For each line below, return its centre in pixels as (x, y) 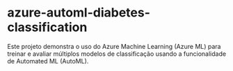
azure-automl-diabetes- (79, 13)
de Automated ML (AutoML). (48, 61)
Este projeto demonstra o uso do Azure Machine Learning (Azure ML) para (114, 46)
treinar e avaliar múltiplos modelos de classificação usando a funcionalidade (117, 54)
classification (47, 27)
